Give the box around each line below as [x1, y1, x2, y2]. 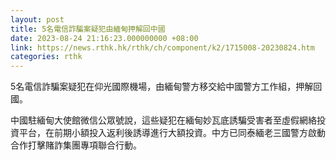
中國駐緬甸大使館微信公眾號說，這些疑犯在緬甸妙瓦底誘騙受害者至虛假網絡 [10, 114, 317, 126]
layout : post [10, 14, 65, 25]
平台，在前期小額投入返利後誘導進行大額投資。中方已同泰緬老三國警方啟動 [18, 127, 326, 139]
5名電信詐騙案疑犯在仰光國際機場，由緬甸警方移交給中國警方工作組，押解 [10, 81, 314, 93]
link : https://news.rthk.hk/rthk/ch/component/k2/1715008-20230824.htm [10, 42, 315, 53]
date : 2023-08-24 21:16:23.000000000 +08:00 [10, 33, 199, 43]
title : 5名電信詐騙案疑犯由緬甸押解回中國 [10, 24, 166, 34]
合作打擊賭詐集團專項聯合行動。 [10, 139, 142, 151]
